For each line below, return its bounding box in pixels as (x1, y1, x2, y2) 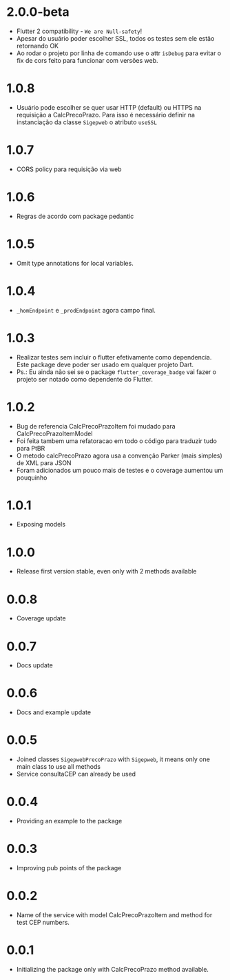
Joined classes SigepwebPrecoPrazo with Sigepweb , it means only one (16, 755, 211, 763)
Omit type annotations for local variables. (16, 259, 134, 267)
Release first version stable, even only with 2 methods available (16, 567, 197, 576)
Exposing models (16, 520, 66, 529)
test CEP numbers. (16, 918, 70, 926)
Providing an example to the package (16, 817, 123, 825)
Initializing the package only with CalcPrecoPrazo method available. (16, 965, 209, 973)
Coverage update (16, 614, 66, 623)
